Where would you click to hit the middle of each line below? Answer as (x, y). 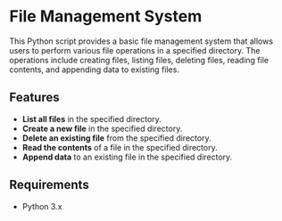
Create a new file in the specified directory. (102, 128)
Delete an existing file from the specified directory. (116, 138)
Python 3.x (42, 206)
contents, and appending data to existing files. (95, 70)
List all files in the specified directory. (92, 119)
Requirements (49, 185)
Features (34, 98)
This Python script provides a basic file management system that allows (141, 41)
